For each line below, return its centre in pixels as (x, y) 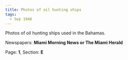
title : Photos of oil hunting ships (43, 10)
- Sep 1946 (21, 19)
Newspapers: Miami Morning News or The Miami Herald (64, 43)
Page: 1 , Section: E (24, 52)
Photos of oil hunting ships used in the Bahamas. (55, 33)
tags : (11, 14)
